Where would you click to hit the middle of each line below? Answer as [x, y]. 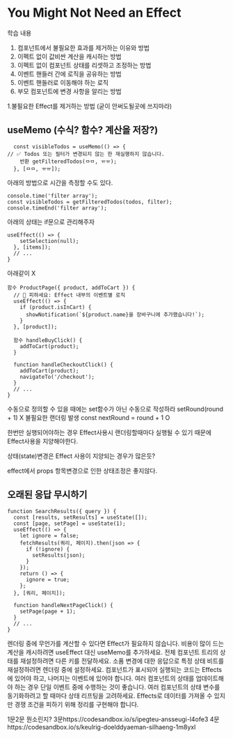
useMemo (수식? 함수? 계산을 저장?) [83, 130]
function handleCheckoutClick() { [63, 364]
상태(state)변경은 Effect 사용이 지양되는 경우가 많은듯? [81, 456]
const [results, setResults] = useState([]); [81, 517]
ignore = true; [48, 579]
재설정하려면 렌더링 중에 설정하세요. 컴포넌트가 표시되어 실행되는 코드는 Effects [115, 669]
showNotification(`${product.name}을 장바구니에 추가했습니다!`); [115, 315]
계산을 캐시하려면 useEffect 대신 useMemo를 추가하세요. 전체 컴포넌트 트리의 [113, 652]
